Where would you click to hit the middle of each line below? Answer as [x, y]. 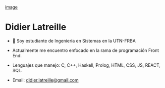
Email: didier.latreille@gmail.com [45, 80]
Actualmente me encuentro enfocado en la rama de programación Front [86, 50]
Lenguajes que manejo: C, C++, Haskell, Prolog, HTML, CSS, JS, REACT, [86, 65]
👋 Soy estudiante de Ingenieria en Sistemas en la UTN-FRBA [74, 41]
